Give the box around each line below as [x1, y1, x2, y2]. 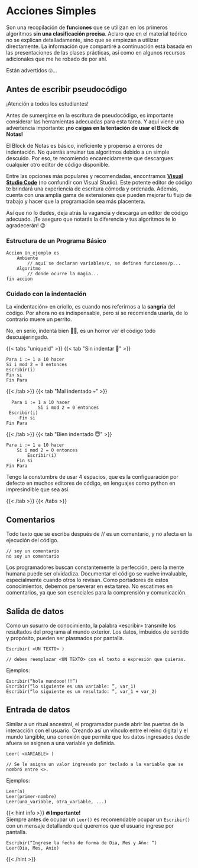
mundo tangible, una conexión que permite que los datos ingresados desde [6, 733, 190, 740]
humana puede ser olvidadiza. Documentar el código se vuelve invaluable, [6, 570, 187, 577]
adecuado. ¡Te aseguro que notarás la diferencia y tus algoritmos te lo [6, 215, 176, 222]
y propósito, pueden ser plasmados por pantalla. [6, 634, 124, 641]
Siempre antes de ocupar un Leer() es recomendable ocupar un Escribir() [6, 816, 190, 823]
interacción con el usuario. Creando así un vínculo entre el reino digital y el [6, 727, 188, 734]
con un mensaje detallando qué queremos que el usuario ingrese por [6, 822, 174, 829]
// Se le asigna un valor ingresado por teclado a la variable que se [6, 761, 184, 767]
